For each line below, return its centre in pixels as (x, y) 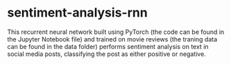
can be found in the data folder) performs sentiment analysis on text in (108, 46)
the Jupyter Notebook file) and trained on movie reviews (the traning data (112, 39)
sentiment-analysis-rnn (77, 13)
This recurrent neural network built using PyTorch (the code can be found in (116, 32)
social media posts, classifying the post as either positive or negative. (106, 54)
